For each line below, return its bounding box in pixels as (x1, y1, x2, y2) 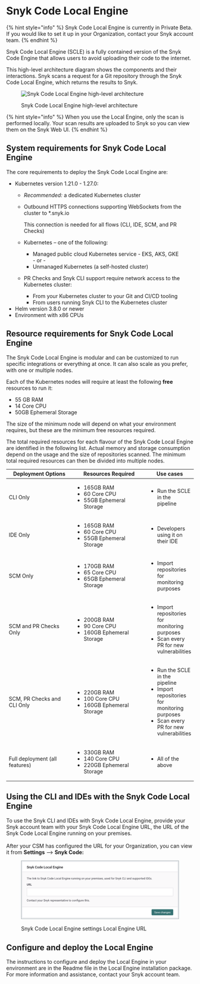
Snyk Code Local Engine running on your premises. (6, 830, 132, 837)
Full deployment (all (8, 755, 57, 762)
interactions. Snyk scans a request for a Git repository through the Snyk (6, 72, 182, 79)
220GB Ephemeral (83, 761, 129, 768)
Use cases (157, 470, 183, 477)
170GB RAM (83, 563, 115, 570)
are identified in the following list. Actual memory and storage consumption (6, 444, 190, 451)
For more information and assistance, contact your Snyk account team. (6, 971, 180, 978)
